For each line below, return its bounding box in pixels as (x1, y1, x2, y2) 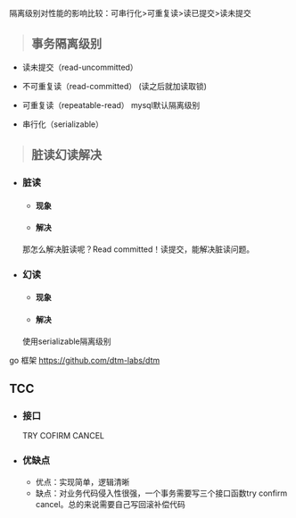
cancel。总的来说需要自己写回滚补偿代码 (35, 498, 185, 509)
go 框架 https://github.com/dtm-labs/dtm (9, 355, 160, 365)
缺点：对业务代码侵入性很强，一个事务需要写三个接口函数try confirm (35, 488, 288, 498)
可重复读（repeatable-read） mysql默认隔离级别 (21, 99, 201, 110)
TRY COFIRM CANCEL (21, 430, 105, 441)
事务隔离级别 (30, 37, 103, 52)
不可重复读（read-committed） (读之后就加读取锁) (21, 80, 208, 91)
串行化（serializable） (21, 119, 104, 129)
